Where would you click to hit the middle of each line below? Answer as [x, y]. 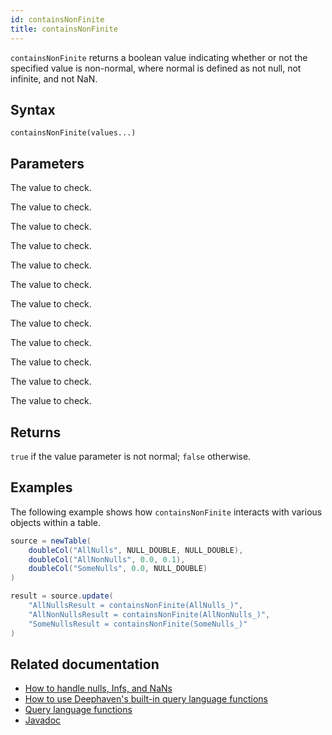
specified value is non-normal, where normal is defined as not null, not [156, 68]
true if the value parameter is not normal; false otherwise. [131, 456]
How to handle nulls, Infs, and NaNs [98, 688]
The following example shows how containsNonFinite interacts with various [166, 512]
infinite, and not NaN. [54, 78]
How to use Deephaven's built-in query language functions [146, 699]
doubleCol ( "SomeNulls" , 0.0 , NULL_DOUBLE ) [118, 569]
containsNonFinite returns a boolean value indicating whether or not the [159, 57]
